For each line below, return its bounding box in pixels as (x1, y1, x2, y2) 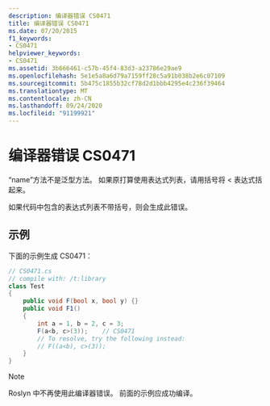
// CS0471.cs (8, 267, 52, 275)
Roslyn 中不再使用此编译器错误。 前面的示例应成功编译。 (8, 388, 197, 398)
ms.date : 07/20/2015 (8, 27, 78, 35)
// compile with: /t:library (8, 274, 106, 283)
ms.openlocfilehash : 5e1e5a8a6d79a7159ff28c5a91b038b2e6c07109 (8, 72, 226, 80)
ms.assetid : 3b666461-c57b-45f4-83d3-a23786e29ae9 (8, 65, 182, 73)
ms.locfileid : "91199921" (8, 110, 95, 118)
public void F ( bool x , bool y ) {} (23, 297, 139, 305)
